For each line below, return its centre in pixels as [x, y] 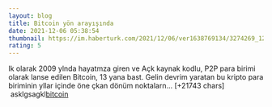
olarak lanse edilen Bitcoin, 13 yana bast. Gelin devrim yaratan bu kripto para [136, 77]
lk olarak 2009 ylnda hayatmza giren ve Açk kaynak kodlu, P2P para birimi [132, 68]
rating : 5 [25, 46]
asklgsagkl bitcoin [39, 94]
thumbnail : [27, 38]
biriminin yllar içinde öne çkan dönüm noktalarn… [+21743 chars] [117, 86]
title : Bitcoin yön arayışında [61, 23]
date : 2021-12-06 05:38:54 [54, 31]
